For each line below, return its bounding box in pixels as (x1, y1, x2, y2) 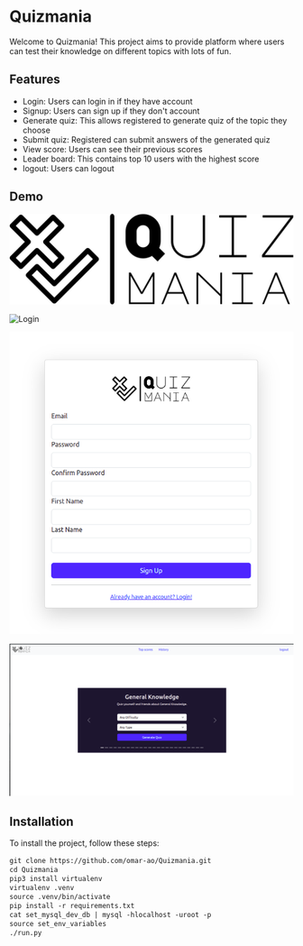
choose (22, 124, 51, 135)
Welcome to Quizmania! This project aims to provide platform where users (9, 36, 285, 47)
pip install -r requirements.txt (9, 902, 135, 911)
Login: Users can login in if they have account (22, 96, 193, 106)
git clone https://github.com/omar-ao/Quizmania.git (9, 857, 212, 866)
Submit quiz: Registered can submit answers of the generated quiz (22, 133, 271, 145)
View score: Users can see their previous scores (22, 143, 203, 154)
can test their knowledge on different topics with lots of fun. (9, 45, 232, 56)
